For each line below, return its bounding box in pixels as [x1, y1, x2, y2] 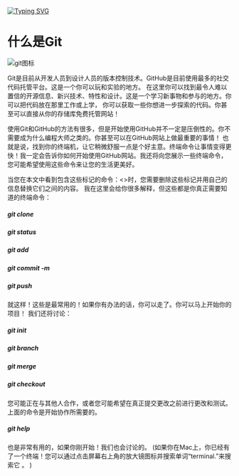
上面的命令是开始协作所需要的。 [7, 408, 101, 416]
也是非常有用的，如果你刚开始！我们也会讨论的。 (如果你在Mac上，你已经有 [7, 443, 230, 452]
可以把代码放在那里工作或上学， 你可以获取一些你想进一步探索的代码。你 [7, 100, 221, 109]
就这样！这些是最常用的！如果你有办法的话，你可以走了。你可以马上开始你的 [7, 300, 232, 309]
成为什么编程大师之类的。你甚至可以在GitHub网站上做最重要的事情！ [19, 133, 221, 142]
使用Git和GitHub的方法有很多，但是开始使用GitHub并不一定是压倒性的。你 [7, 125, 225, 133]
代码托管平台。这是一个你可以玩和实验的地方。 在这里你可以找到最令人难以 [7, 83, 228, 91]
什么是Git [7, 34, 63, 50]
